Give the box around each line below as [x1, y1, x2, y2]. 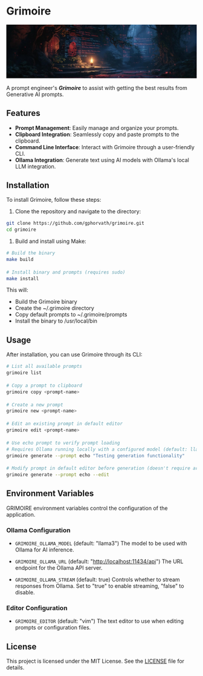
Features [6, 108, 40, 118]
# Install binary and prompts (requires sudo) [6, 269, 126, 275]
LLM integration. [14, 163, 56, 170]
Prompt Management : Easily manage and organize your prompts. [14, 124, 179, 131]
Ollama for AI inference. [14, 546, 74, 553]
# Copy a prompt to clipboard [6, 382, 83, 388]
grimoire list [6, 370, 42, 376]
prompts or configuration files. [14, 624, 91, 631]
